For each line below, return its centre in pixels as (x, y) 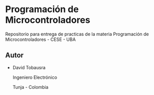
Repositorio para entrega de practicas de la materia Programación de (77, 34)
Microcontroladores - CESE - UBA (40, 39)
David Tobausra (29, 67)
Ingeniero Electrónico (35, 77)
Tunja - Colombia (31, 87)
